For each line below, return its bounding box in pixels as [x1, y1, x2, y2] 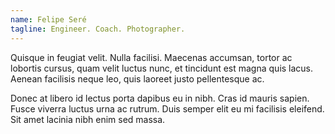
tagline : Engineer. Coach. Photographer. [10, 24, 186, 34]
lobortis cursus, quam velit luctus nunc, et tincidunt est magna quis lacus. [10, 62, 314, 74]
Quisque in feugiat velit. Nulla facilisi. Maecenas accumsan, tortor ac [10, 51, 293, 63]
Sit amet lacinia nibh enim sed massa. [10, 113, 166, 125]
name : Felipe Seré [10, 14, 87, 25]
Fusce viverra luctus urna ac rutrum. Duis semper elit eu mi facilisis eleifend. [10, 102, 325, 115]
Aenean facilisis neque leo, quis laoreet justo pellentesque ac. [10, 72, 265, 85]
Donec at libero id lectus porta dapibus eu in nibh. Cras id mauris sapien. [10, 92, 310, 104]
